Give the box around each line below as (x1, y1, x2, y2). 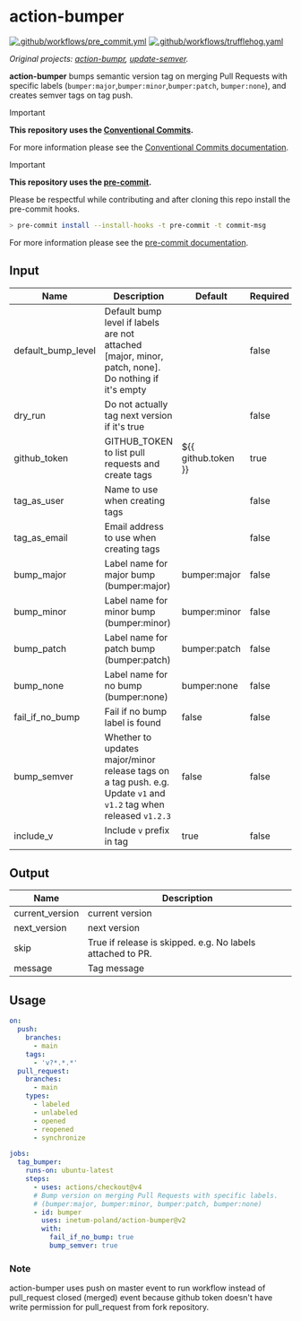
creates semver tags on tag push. (9, 90, 133, 100)
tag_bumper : (17, 1158, 63, 1167)
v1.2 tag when (104, 798, 165, 811)
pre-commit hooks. (9, 204, 81, 214)
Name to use (104, 482, 159, 495)
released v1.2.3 (104, 809, 172, 821)
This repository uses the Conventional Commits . (9, 124, 194, 135)
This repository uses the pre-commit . (9, 177, 152, 187)
